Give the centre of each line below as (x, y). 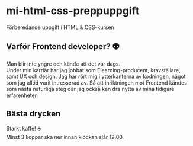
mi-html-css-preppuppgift (73, 11)
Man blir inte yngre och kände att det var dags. (63, 64)
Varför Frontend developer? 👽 (63, 46)
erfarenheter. (22, 95)
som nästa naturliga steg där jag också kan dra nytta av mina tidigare (90, 89)
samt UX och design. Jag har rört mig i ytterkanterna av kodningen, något (96, 76)
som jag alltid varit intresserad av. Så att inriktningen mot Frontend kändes (97, 82)
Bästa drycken (33, 114)
